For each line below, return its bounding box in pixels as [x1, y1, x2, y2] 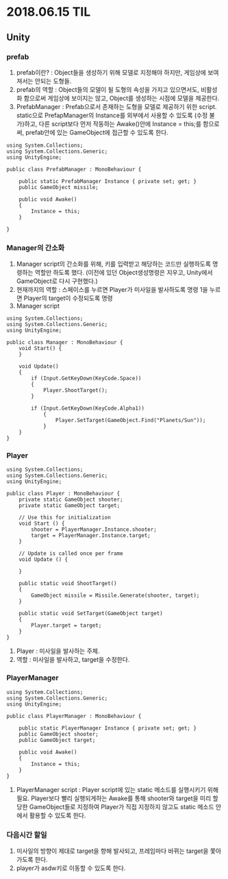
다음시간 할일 [6, 830, 47, 839]
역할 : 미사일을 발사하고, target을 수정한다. [16, 656, 130, 664]
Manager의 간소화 [6, 243, 65, 252]
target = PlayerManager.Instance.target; [31, 532, 151, 539]
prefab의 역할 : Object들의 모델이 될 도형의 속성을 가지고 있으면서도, [16, 85, 200, 93]
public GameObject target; [18, 736, 96, 743]
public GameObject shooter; [18, 730, 99, 737]
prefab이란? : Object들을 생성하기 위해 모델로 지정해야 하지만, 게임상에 [16, 68, 207, 76]
